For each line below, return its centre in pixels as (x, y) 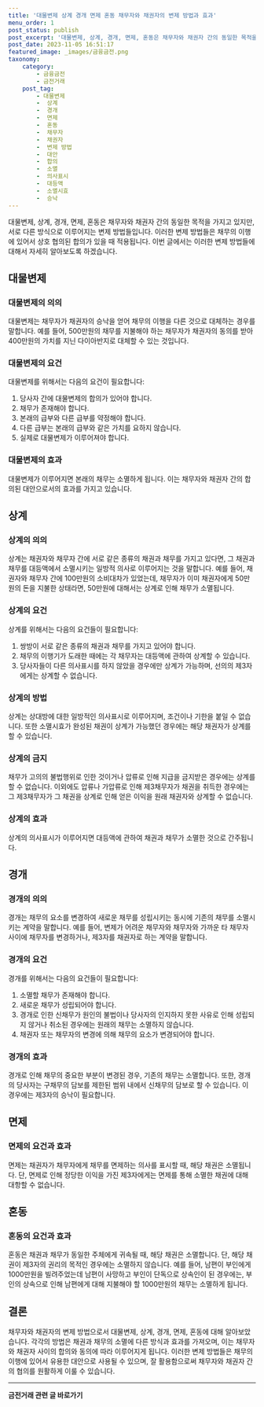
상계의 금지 (28, 758)
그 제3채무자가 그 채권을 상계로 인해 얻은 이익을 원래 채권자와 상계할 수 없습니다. (130, 797)
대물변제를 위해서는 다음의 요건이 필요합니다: (77, 381)
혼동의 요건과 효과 (40, 1236)
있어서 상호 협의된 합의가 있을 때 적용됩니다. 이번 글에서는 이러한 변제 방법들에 (136, 241)
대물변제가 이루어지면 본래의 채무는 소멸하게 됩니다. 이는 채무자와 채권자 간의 (126, 479)
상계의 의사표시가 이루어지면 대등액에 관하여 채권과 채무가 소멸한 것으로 (117, 838)
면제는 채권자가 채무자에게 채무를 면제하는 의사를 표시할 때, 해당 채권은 (116, 1165)
